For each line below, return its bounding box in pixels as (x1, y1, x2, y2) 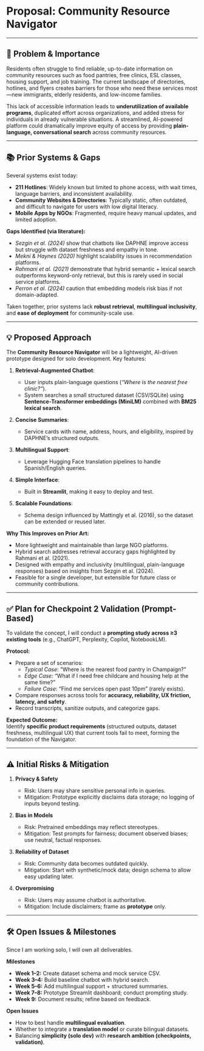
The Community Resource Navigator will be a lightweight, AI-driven (6, 348, 178, 356)
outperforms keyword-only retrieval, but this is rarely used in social (15, 272, 183, 279)
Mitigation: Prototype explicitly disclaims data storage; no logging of (24, 793, 195, 801)
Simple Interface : (15, 476, 59, 484)
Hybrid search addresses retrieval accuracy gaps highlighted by (15, 548, 176, 556)
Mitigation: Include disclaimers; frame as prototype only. (24, 903, 166, 910)
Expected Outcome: (6, 716, 58, 724)
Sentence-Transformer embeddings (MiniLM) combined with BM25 (24, 398, 197, 405)
